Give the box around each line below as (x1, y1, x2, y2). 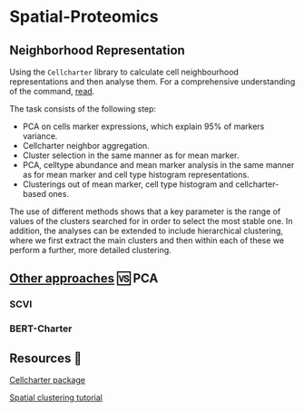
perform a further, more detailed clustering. (9, 245, 172, 255)
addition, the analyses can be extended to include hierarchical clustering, (9, 225, 284, 236)
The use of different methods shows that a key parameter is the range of (9, 206, 281, 217)
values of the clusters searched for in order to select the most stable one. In (9, 216, 293, 226)
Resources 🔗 (9, 350, 83, 366)
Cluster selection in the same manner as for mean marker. (22, 150, 240, 161)
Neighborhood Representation (9, 43, 186, 58)
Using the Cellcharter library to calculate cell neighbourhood (9, 66, 239, 77)
